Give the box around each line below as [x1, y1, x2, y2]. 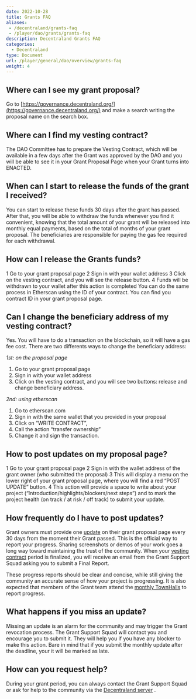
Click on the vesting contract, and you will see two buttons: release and [14, 378, 187, 385]
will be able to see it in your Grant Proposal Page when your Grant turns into [6, 158, 189, 165]
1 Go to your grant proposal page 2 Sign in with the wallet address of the [6, 465, 181, 472]
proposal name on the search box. [6, 113, 89, 120]
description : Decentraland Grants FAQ [6, 36, 101, 42]
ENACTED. [6, 164, 32, 171]
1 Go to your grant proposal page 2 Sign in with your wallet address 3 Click [6, 270, 186, 277]
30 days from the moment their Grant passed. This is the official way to [6, 535, 178, 542]
